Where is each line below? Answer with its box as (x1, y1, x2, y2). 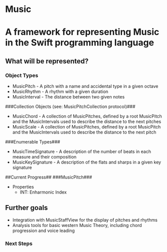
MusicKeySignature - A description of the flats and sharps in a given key (12, 159, 161, 165)
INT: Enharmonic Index (19, 189, 67, 195)
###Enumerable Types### (5, 139, 60, 145)
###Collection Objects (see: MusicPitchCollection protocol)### (5, 103, 136, 109)
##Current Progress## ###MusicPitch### (5, 174, 92, 180)
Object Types (5, 71, 38, 78)
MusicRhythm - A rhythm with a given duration (12, 88, 109, 94)
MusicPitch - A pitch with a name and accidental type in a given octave (12, 83, 159, 89)
